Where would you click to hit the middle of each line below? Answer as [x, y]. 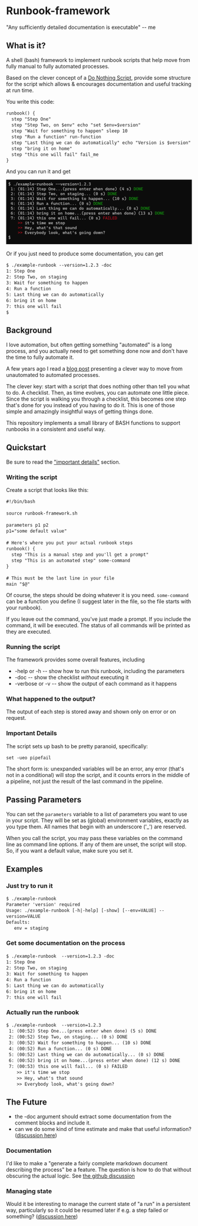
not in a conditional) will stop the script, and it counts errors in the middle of [98, 775]
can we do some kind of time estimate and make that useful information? [103, 1129]
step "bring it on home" [42, 149]
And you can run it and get [38, 171]
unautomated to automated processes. [53, 375]
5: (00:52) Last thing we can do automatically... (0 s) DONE [87, 1054]
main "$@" [18, 584]
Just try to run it [29, 886]
